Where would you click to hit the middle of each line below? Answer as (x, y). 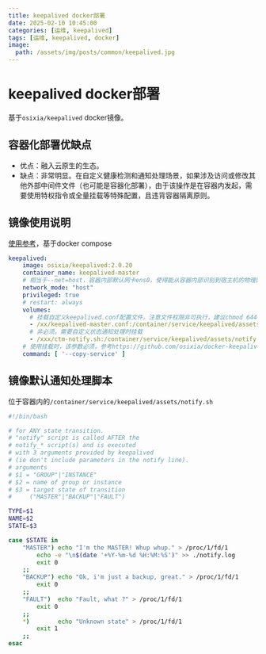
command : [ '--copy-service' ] (74, 354)
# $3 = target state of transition (67, 490)
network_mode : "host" (58, 288)
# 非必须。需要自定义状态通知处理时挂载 (86, 332)
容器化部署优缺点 (50, 145)
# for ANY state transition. (56, 430)
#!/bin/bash (28, 416)
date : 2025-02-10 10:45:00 (53, 23)
